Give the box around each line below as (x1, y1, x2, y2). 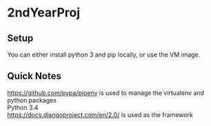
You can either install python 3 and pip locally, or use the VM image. (7, 50, 201, 59)
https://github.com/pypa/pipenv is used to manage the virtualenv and (7, 88, 205, 97)
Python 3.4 (7, 103, 39, 112)
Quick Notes (7, 70, 62, 82)
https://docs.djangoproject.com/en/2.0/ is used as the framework (7, 110, 193, 118)
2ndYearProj (7, 5, 81, 21)
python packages (7, 96, 57, 104)
